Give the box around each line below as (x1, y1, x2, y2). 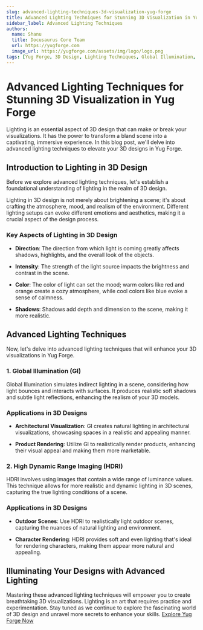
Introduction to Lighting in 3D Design (6, 162, 148, 172)
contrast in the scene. (14, 269, 69, 276)
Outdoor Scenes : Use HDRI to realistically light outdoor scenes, (14, 518, 174, 525)
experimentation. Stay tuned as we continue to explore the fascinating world (6, 604, 196, 611)
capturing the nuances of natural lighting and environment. (14, 524, 162, 531)
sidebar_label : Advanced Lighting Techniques (6, 20, 123, 26)
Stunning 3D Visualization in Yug (6, 93, 175, 106)
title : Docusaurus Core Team (11, 37, 85, 43)
